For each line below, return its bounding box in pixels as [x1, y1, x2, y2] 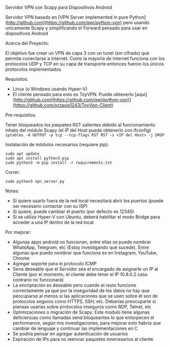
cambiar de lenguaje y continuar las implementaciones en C [12, 325, 138, 331]
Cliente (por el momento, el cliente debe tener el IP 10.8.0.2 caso [12, 271, 148, 277]
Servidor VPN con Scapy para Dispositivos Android [5, 5, 113, 10]
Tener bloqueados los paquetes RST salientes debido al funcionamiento [5, 122, 156, 128]
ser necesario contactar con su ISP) [12, 203, 88, 209]
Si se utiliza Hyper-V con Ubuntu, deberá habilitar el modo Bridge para [12, 214, 160, 220]
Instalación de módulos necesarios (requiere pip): [5, 142, 109, 147]
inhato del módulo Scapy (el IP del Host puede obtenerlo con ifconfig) [5, 127, 151, 133]
